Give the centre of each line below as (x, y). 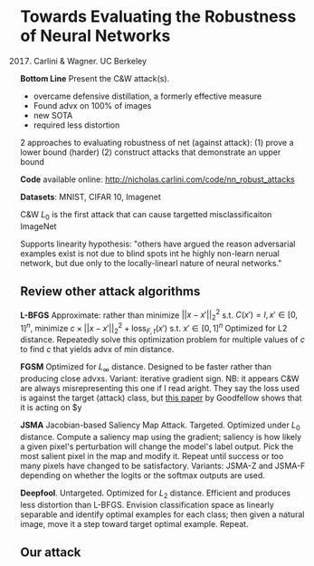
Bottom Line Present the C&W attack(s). (95, 78)
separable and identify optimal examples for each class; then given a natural (162, 514)
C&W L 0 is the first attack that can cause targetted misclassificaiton (146, 215)
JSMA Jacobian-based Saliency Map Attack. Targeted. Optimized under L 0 (160, 426)
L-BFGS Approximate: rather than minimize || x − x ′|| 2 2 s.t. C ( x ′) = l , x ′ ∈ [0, (159, 315)
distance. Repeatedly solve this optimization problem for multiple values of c (162, 340)
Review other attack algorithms (110, 292)
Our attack (51, 553)
